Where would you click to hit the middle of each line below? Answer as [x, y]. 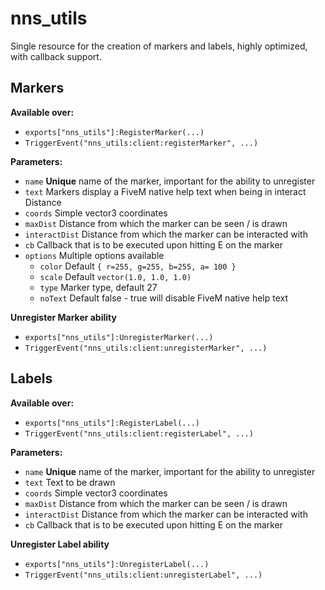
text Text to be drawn [70, 482]
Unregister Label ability [60, 544]
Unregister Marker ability [63, 317]
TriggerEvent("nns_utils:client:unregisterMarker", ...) [146, 348]
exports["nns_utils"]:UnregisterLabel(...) [117, 564]
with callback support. [56, 56]
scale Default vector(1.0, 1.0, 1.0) [115, 276]
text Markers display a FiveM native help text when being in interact [165, 191]
